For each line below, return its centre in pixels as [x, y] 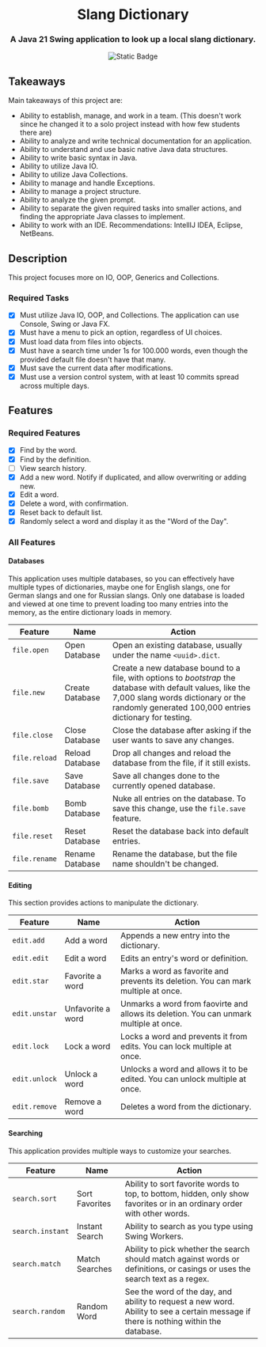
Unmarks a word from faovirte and [184, 1004]
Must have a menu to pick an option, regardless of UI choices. [121, 332]
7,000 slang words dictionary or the [179, 698]
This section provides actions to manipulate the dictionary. [104, 903]
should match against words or [182, 1258]
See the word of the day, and [178, 1292]
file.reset [32, 836]
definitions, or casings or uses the [188, 1269]
